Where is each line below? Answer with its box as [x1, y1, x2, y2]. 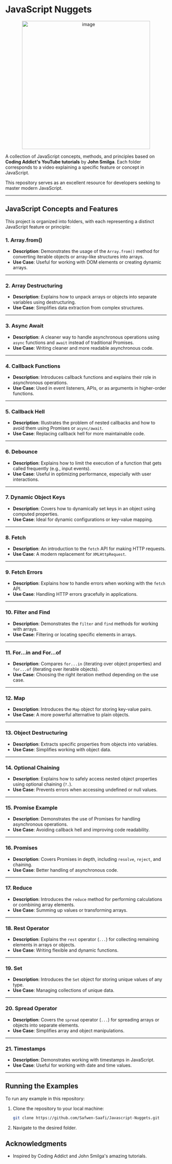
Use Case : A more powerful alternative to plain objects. [12, 712, 130, 718]
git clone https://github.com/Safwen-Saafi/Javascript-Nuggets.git [12, 1115, 160, 1120]
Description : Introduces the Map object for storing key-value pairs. [12, 706, 152, 712]
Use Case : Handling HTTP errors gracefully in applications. [12, 591, 138, 597]
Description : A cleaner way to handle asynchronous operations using [12, 334, 160, 340]
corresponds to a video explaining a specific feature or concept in [5, 164, 144, 170]
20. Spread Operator [5, 1005, 57, 1012]
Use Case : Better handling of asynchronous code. [12, 867, 119, 873]
